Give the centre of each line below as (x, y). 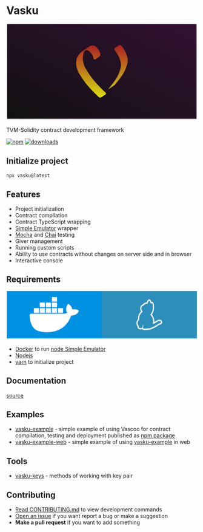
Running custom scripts (45, 248)
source (15, 395)
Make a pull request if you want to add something (78, 522)
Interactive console (39, 261)
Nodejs (24, 355)
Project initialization (40, 209)
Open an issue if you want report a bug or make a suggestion (92, 516)
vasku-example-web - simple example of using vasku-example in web (103, 442)
